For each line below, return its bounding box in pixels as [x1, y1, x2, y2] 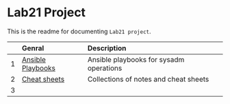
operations [87, 63, 123, 73]
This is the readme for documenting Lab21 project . [7, 27, 152, 35]
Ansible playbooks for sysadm [87, 54, 185, 64]
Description [87, 43, 127, 52]
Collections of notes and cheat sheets [87, 74, 209, 84]
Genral [21, 43, 44, 52]
